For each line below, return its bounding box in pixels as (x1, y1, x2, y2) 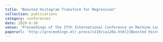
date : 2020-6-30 (5, 20, 38, 26)
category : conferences (5, 16, 51, 21)
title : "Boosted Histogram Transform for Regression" (5, 7, 116, 12)
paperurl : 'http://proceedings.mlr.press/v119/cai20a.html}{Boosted (5, 29, 147, 34)
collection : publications (5, 12, 57, 16)
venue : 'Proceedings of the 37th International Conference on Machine (5, 25, 151, 30)
